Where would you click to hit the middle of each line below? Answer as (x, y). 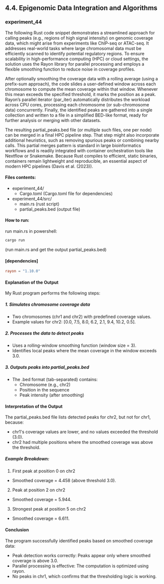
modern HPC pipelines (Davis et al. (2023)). (49, 166)
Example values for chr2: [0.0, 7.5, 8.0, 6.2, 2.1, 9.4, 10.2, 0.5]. (74, 322)
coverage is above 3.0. (35, 560)
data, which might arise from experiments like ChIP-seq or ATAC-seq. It (77, 43)
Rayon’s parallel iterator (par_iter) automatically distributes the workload (78, 99)
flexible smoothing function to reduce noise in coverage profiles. (70, 69)
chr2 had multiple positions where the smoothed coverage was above (82, 442)
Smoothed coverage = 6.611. (41, 518)
